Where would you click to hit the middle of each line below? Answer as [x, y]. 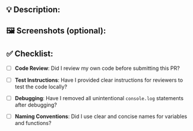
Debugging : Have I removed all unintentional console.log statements [99, 98]
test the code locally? [41, 87]
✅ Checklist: [30, 54]
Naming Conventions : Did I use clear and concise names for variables [101, 116]
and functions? [33, 123]
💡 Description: [33, 10]
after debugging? [36, 105]
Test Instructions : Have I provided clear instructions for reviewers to [99, 80]
